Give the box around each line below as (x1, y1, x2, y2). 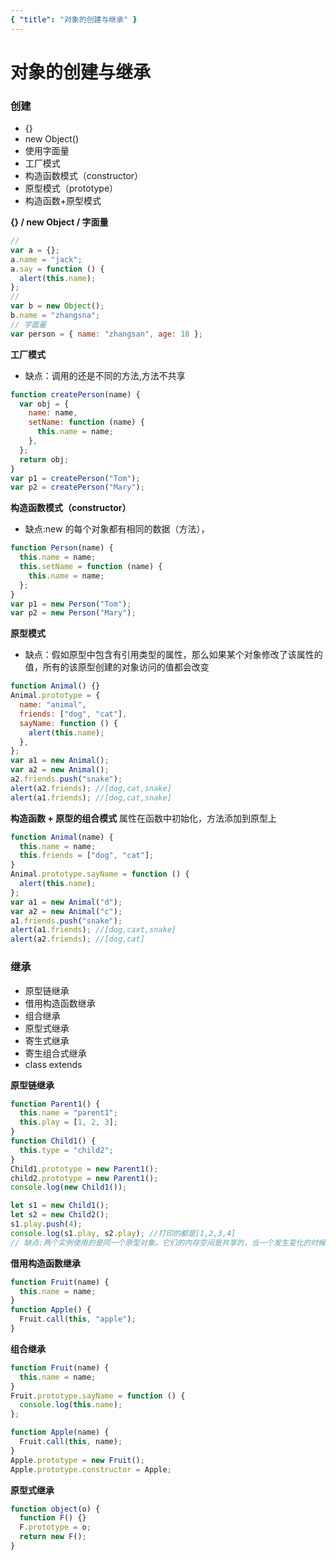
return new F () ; (19, 1532, 87, 1542)
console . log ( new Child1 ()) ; (10, 1182, 128, 1193)
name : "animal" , (19, 700, 87, 710)
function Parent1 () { (10, 1099, 101, 1109)
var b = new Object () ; (10, 301, 105, 311)
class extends (24, 1058, 83, 1070)
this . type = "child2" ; (19, 1145, 114, 1155)
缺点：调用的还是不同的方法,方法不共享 (24, 369, 186, 381)
